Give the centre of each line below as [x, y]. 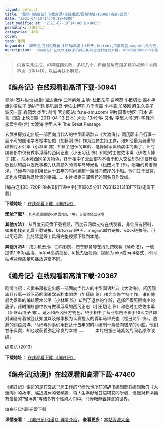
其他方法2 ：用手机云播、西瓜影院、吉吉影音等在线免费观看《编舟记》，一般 [80, 247]
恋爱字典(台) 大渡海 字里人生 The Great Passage [53, 124]
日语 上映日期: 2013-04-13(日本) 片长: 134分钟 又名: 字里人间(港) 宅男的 [83, 118]
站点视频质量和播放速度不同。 [35, 259]
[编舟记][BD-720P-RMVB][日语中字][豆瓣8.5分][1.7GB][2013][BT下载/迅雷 [78, 187]
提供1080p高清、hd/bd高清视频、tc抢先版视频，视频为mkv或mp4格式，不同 [81, 253]
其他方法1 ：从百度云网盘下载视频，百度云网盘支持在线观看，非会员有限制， [81, 224]
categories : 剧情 [22, 32]
